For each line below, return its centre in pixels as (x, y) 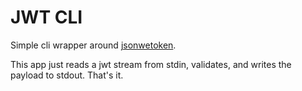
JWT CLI (46, 17)
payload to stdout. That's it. (67, 75)
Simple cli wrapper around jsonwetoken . (93, 45)
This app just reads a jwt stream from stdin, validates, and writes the (151, 64)
